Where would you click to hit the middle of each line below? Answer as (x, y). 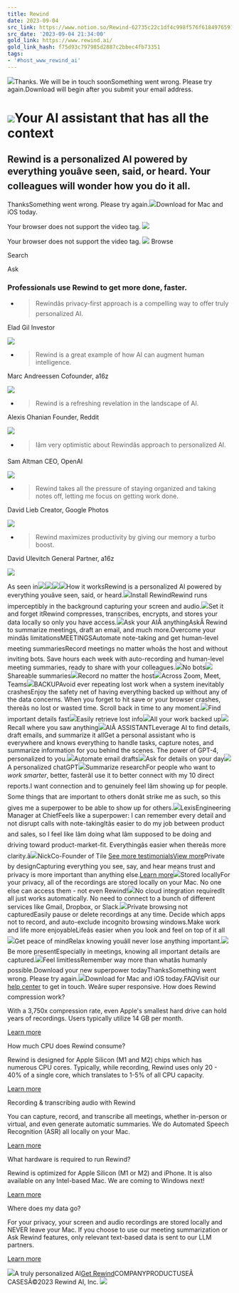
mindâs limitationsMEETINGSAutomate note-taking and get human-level (113, 638)
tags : (15, 54)
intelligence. (53, 362)
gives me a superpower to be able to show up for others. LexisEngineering (119, 808)
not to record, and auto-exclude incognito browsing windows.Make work (114, 922)
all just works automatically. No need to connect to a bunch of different (111, 898)
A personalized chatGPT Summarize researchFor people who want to (111, 767)
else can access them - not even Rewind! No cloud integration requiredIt (116, 891)
